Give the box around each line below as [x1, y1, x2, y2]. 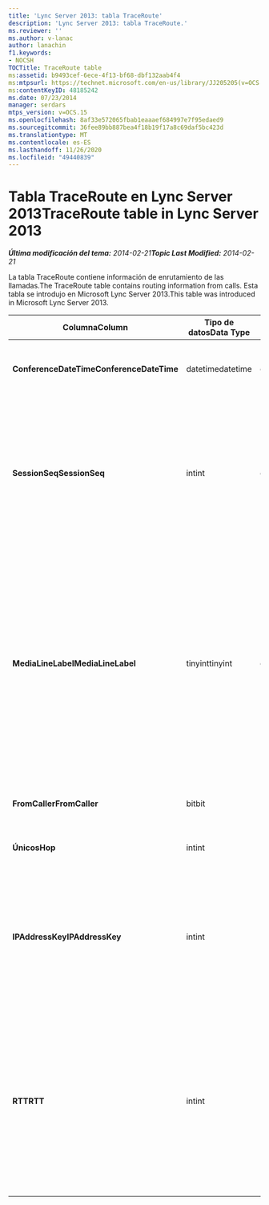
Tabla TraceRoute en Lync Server [8, 187, 233, 206]
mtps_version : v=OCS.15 [8, 109, 88, 117]
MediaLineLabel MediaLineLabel [12, 658, 136, 669]
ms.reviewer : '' [8, 26, 62, 34]
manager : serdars [8, 101, 66, 109]
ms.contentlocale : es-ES [8, 138, 91, 147]
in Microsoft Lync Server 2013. [8, 298, 110, 308]
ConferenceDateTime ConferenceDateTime [12, 364, 179, 375]
